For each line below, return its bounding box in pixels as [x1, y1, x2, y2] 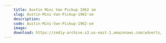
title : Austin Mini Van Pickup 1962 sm [13, 7, 96, 12]
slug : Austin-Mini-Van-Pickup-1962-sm [13, 12, 94, 17]
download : [13, 30, 34, 35]
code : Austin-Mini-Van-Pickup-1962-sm [13, 21, 94, 26]
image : [13, 26, 27, 31]
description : [13, 16, 41, 21]
